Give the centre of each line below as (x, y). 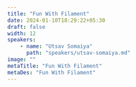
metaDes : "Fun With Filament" (52, 72)
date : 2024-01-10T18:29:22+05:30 (56, 20)
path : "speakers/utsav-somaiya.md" (78, 53)
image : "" (22, 60)
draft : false (26, 27)
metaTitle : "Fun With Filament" (55, 66)
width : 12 (22, 33)
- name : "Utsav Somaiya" (56, 46)
